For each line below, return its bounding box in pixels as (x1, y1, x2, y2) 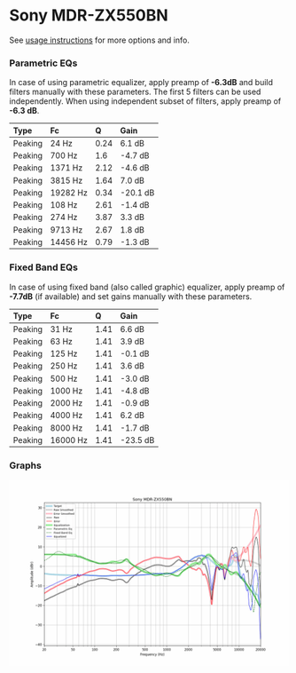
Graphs (9, 459, 42, 471)
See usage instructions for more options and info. (9, 35, 191, 45)
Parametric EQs (9, 57, 78, 69)
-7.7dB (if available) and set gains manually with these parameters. (9, 290, 253, 302)
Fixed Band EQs (9, 261, 78, 273)
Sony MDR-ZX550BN (9, 5, 168, 26)
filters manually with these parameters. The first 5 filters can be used (9, 86, 261, 98)
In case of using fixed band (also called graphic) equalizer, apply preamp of (9, 281, 285, 292)
